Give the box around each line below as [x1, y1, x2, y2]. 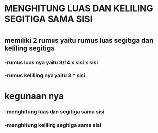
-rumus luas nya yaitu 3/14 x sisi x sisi [4, 59, 98, 66]
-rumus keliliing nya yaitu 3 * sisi [4, 72, 85, 79]
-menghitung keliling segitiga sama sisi [4, 122, 101, 129]
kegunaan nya [4, 90, 64, 102]
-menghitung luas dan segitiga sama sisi [4, 108, 105, 115]
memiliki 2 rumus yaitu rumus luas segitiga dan [4, 36, 154, 45]
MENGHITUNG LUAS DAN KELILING [4, 3, 153, 14]
